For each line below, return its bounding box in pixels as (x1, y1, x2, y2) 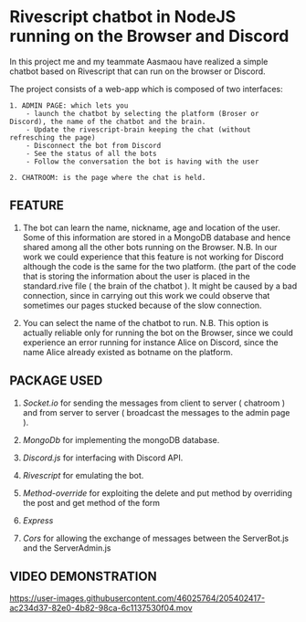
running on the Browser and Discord (9, 26, 290, 47)
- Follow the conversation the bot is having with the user (26, 157, 259, 166)
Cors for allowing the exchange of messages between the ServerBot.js (22, 532, 290, 543)
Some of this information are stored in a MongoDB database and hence (22, 231, 290, 243)
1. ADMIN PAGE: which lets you (9, 100, 129, 111)
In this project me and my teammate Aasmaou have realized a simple (9, 56, 269, 67)
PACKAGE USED (9, 373, 103, 389)
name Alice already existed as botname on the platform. (22, 346, 233, 357)
